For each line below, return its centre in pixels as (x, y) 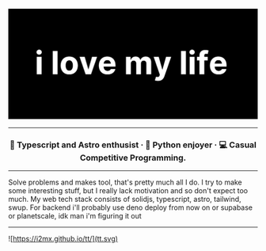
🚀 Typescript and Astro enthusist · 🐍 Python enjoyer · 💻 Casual (133, 145)
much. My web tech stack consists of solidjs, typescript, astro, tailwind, (125, 200)
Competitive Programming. (133, 158)
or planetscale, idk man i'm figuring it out (75, 216)
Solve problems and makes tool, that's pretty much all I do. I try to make (125, 182)
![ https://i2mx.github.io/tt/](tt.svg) (63, 239)
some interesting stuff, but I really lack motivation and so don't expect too (128, 191)
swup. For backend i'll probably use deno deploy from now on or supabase (131, 207)
